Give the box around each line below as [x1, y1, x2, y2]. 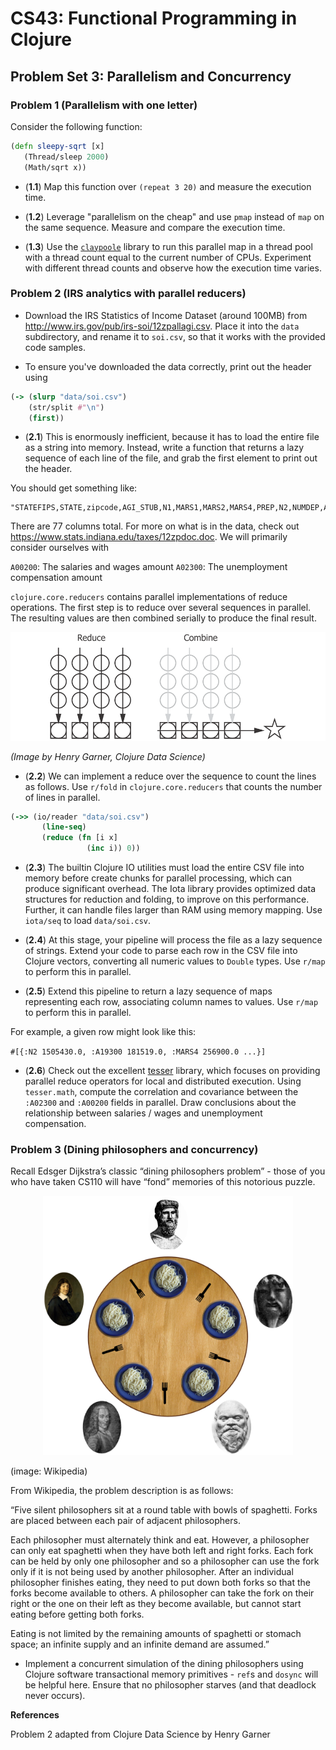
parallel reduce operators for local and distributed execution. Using [24, 1075, 302, 1087]
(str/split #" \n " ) [28, 402, 105, 412]
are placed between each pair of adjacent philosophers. [10, 1515, 241, 1527]
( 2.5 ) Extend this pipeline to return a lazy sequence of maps [24, 985, 273, 997]
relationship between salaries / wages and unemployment [24, 1107, 263, 1119]
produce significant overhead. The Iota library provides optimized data [24, 883, 317, 895]
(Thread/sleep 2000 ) [23, 152, 110, 162]
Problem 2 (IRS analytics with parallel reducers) [10, 287, 247, 301]
